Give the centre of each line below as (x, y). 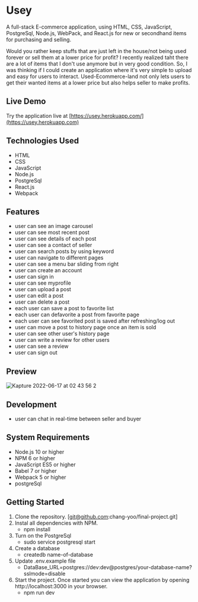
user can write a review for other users (62, 340)
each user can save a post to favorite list (64, 308)
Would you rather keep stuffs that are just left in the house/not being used (96, 51)
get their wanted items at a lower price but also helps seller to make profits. (98, 82)
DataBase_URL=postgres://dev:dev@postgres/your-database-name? (108, 567)
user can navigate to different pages (59, 258)
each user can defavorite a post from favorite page (77, 315)
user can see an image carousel (54, 226)
